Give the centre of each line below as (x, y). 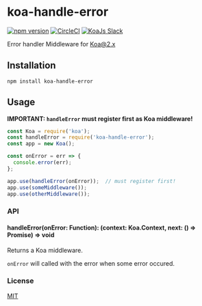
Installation (31, 66)
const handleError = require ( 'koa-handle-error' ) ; (81, 137)
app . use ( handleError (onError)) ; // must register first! (91, 181)
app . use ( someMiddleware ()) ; (47, 187)
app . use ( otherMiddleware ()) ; (49, 194)
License (21, 281)
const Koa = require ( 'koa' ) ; (49, 131)
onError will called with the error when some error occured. (91, 263)
